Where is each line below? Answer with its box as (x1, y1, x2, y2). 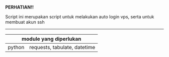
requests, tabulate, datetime (29, 44, 96, 51)
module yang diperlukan (22, 36, 81, 42)
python (8, 44, 25, 51)
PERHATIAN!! (5, 4, 34, 10)
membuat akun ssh (5, 19, 45, 25)
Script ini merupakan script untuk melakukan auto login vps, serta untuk (5, 14, 154, 19)
